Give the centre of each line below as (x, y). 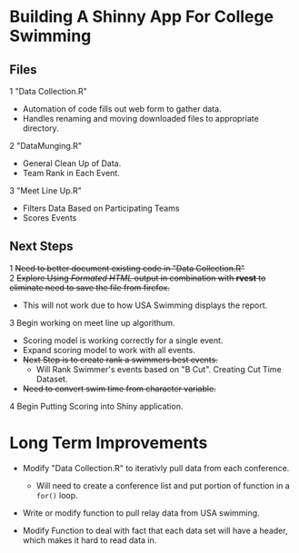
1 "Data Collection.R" (49, 91)
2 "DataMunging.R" (46, 146)
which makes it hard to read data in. (90, 540)
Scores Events (50, 218)
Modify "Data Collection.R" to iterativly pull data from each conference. (156, 468)
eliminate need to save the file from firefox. (90, 287)
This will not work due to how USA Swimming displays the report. (145, 305)
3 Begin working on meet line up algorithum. (92, 322)
